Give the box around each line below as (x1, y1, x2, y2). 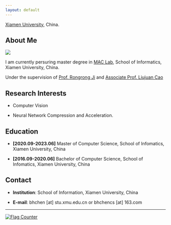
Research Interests (5, 89, 67, 98)
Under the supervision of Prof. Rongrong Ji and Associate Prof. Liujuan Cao (5, 74, 163, 80)
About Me (5, 36, 37, 45)
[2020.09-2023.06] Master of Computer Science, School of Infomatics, (12, 141, 164, 147)
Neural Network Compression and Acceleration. (12, 112, 113, 118)
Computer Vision (12, 103, 48, 109)
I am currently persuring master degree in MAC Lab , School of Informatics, (5, 59, 162, 65)
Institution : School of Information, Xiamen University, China (12, 189, 138, 196)
